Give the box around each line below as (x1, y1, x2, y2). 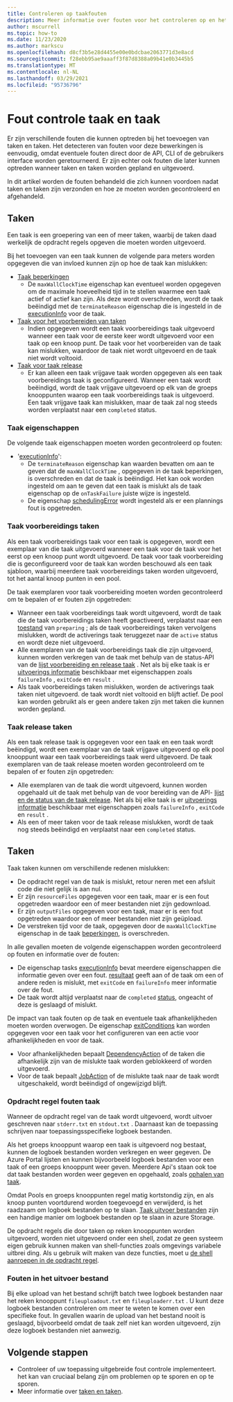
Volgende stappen (7, 1346, 89, 1358)
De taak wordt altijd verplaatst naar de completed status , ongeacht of (17, 993, 214, 1001)
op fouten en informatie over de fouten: (7, 950, 120, 958)
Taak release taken (7, 722, 73, 731)
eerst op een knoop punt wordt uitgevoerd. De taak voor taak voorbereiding (7, 552, 223, 560)
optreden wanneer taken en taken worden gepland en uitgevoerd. (7, 164, 195, 173)
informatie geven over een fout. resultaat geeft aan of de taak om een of (17, 971, 224, 979)
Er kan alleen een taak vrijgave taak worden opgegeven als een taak (27, 369, 223, 376)
